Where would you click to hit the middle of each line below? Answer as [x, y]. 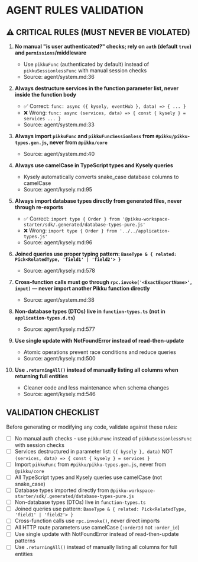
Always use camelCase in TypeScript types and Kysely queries [94, 165]
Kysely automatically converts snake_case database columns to [101, 177]
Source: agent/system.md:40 [59, 154]
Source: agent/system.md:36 [59, 77]
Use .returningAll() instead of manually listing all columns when [96, 370]
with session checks [40, 445]
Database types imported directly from [62, 490]
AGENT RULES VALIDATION [75, 10]
